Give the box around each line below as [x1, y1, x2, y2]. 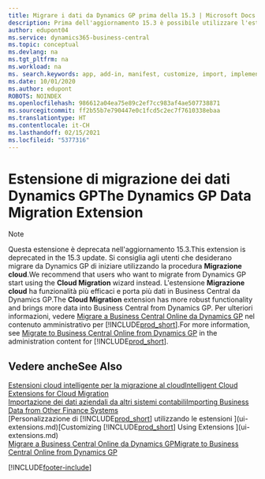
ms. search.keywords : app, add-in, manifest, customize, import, [8, 70, 227, 78]
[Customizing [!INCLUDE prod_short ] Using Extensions [58, 422, 234, 432]
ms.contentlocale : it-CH [8, 121, 90, 129]
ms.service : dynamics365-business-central [8, 33, 150, 42]
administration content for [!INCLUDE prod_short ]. [8, 336, 169, 347]
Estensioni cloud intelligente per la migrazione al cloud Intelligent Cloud [8, 381, 238, 390]
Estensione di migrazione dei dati [8, 170, 230, 188]
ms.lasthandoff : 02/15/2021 [8, 128, 101, 136]
